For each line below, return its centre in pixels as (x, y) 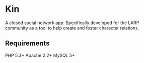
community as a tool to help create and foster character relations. (72, 28)
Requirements (27, 44)
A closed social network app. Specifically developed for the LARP (72, 23)
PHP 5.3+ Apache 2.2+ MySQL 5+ (40, 55)
